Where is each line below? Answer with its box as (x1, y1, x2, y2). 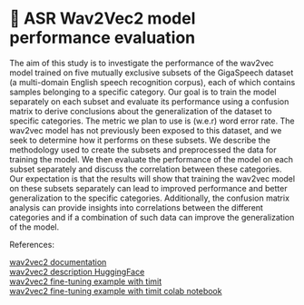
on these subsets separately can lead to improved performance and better (9, 182, 288, 193)
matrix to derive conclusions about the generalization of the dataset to (9, 105, 272, 116)
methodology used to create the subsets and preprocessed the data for (9, 144, 277, 155)
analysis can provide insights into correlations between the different (9, 202, 263, 212)
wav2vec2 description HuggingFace (9, 266, 145, 277)
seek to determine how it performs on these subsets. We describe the (9, 134, 270, 145)
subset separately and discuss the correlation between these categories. (9, 163, 283, 174)
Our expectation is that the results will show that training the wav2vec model (9, 172, 296, 184)
